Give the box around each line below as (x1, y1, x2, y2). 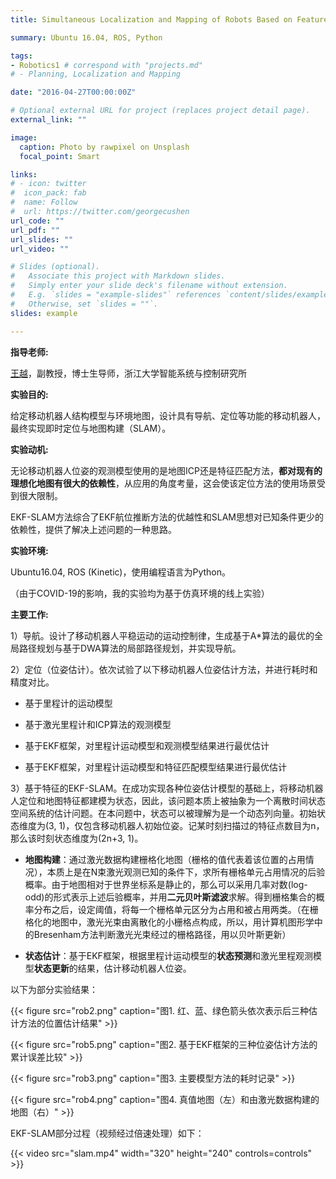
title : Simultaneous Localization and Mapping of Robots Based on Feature (10, 14, 329, 25)
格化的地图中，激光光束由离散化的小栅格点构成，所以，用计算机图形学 (24, 916, 315, 928)
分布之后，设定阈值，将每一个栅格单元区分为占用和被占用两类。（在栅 (33, 903, 319, 915)
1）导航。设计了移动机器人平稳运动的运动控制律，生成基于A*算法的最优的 (10, 629, 315, 641)
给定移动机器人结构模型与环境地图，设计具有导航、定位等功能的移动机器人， (10, 409, 326, 421)
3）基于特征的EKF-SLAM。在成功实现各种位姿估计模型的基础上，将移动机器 (10, 782, 324, 794)
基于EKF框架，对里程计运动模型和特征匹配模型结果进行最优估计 (24, 761, 287, 773)
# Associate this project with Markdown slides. (10, 271, 226, 281)
